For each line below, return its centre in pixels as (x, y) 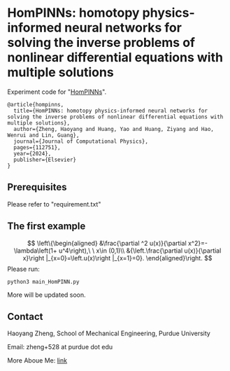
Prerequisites (37, 187)
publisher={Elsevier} (45, 160)
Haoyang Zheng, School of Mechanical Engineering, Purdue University (109, 333)
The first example (46, 226)
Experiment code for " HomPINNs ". (57, 92)
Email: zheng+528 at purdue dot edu (60, 347)
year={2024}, (33, 153)
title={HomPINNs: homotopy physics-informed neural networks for (111, 111)
